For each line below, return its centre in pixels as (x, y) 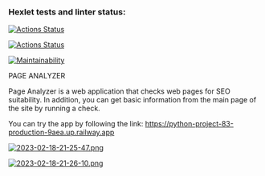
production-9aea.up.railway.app (61, 132)
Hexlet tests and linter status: (67, 12)
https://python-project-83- (190, 124)
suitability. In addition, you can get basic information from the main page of (132, 100)
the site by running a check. (54, 108)
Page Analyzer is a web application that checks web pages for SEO (119, 91)
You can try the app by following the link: (76, 124)
